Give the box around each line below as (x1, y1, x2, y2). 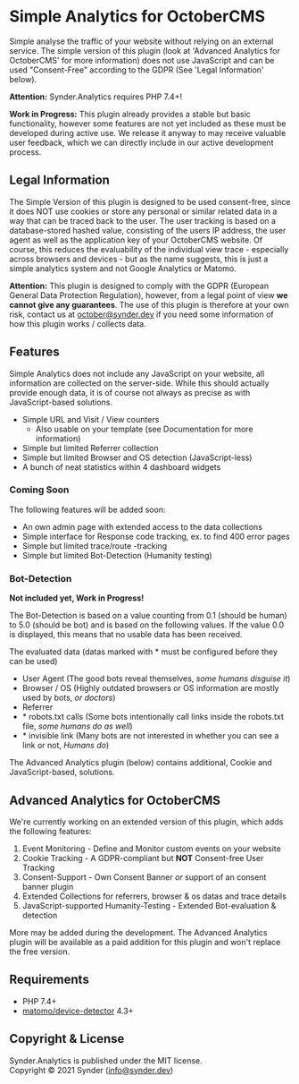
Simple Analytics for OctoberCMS (9, 6, 266, 27)
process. (9, 146, 42, 158)
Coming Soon (9, 483, 70, 496)
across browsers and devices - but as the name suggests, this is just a (9, 253, 269, 264)
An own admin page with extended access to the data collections (21, 521, 263, 532)
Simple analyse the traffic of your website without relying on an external (9, 36, 274, 47)
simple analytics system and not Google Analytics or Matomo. (9, 262, 237, 274)
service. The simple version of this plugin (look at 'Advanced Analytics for (9, 45, 281, 55)
